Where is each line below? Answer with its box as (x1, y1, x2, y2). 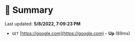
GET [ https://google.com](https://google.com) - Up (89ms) (11, 30, 131, 36)
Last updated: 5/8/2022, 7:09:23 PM (4, 21, 81, 27)
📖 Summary (4, 4, 53, 16)
